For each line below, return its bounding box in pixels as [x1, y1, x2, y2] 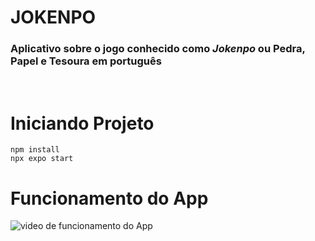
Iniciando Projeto [10, 112, 155, 135]
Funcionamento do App [10, 187, 209, 210]
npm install [10, 145, 60, 155]
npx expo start [10, 154, 74, 164]
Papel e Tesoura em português [10, 54, 162, 68]
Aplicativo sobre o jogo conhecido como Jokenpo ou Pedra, [10, 42, 306, 56]
